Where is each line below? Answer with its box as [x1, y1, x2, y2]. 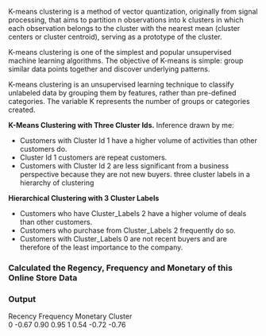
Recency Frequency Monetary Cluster [8, 311, 133, 321]
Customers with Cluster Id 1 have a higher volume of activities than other [19, 136, 258, 145]
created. [8, 105, 36, 114]
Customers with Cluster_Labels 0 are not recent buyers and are [19, 234, 228, 243]
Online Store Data [8, 272, 78, 283]
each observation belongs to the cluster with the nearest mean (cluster [8, 24, 241, 33]
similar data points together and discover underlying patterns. [8, 64, 210, 74]
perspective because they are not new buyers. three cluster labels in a [19, 170, 250, 179]
